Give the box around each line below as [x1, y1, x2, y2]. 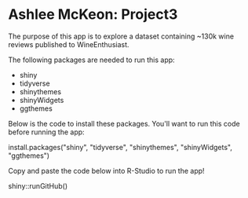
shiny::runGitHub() [8, 181, 68, 190]
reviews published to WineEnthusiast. [8, 39, 129, 49]
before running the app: [8, 127, 85, 137]
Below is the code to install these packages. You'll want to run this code [8, 119, 241, 128]
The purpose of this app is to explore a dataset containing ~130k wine [8, 31, 234, 41]
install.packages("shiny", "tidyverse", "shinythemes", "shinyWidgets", [8, 142, 233, 152]
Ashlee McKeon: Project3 [8, 5, 178, 24]
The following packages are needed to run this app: [8, 55, 175, 64]
